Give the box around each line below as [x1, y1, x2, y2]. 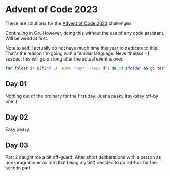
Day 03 [5, 141, 29, 149]
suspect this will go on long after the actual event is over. [5, 55, 124, 62]
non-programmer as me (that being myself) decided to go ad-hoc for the [5, 160, 157, 166]
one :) [5, 98, 18, 104]
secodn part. [5, 165, 32, 171]
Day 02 [5, 113, 29, 122]
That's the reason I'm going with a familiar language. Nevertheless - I [5, 50, 149, 56]
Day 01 [5, 80, 27, 88]
